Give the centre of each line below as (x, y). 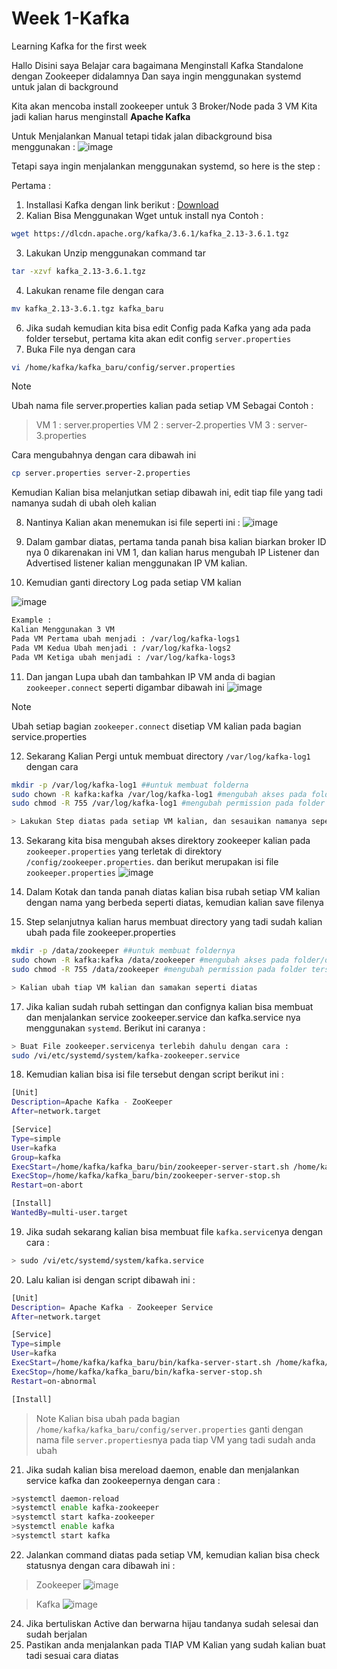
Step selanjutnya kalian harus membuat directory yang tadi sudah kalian (174, 922)
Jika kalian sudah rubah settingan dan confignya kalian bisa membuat (169, 1006)
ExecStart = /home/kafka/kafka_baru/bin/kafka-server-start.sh (141, 1363)
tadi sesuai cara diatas (72, 1655)
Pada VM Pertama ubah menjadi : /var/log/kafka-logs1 (126, 639)
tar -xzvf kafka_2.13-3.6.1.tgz (78, 271)
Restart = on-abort (47, 1185)
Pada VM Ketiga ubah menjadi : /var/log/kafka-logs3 (123, 657)
